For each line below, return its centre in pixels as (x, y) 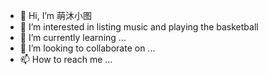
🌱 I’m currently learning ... (73, 37)
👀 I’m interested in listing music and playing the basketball (139, 27)
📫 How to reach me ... (66, 59)
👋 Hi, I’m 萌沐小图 (56, 15)
